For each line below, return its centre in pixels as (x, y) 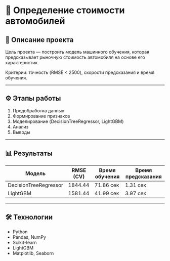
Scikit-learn (25, 243)
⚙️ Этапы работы (33, 98)
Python (20, 232)
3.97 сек (136, 193)
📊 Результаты (29, 154)
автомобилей (35, 21)
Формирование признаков (41, 116)
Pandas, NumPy (29, 237)
